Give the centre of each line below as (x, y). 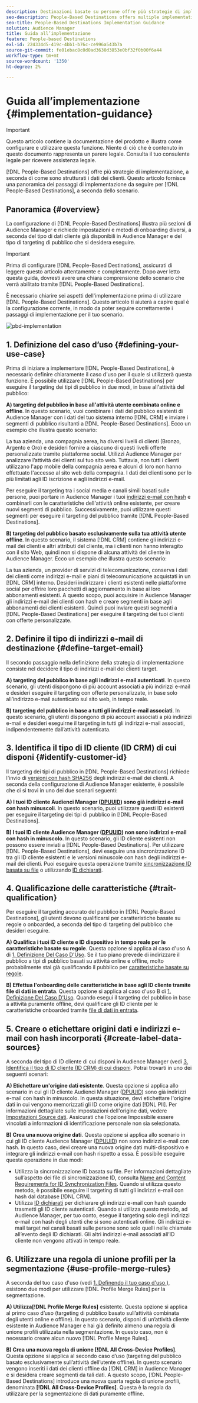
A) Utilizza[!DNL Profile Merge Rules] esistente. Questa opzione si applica (97, 1307)
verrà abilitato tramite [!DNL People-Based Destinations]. (75, 284)
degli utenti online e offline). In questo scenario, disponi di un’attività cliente (98, 1319)
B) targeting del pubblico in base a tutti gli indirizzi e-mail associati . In (93, 710)
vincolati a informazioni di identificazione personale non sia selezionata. (93, 1123)
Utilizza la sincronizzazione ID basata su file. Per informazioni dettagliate (103, 1172)
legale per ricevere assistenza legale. (51, 160)
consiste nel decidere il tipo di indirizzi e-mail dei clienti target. (82, 669)
